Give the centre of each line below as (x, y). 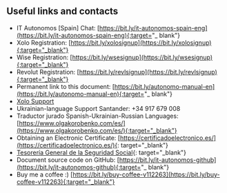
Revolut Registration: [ (48, 72)
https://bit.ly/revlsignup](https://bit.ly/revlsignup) (148, 72)
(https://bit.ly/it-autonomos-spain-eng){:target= (84, 35)
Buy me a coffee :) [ (45, 174)
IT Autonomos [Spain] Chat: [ (58, 28)
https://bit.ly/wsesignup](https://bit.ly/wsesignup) (142, 57)
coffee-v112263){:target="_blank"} (66, 181)
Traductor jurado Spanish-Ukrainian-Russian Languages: (97, 116)
